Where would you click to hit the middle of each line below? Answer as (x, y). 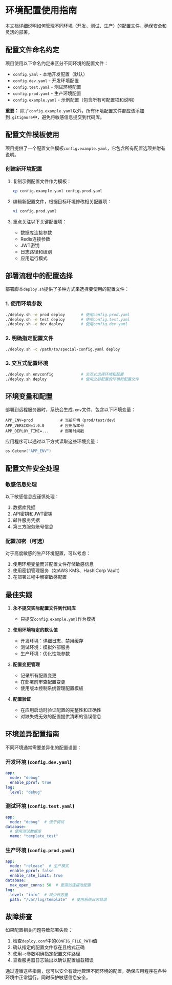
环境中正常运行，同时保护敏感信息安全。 (48, 977)
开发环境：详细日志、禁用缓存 (52, 641)
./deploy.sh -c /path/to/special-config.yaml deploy (63, 349)
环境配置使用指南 (41, 11)
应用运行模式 (34, 258)
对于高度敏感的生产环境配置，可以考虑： (48, 553)
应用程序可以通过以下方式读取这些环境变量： (52, 441)
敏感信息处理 (21, 484)
